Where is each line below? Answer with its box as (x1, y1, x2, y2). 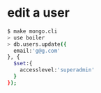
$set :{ (13, 60, 33, 67)
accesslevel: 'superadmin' (20, 67, 95, 74)
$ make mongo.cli (7, 28, 58, 35)
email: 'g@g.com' (13, 47, 61, 54)
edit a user (7, 5, 70, 21)
